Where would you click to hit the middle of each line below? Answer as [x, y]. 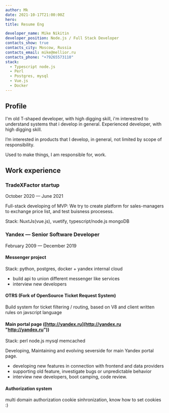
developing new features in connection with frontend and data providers [88, 366]
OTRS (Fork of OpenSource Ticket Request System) [61, 296]
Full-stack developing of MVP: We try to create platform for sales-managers [84, 206]
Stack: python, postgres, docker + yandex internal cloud [64, 269]
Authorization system [29, 389]
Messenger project [26, 257]
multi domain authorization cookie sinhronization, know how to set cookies [83, 400]
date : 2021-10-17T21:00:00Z [35, 15]
